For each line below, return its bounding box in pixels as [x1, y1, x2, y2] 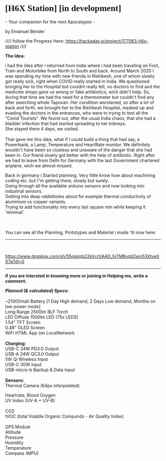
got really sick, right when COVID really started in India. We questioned [5, 78, 150, 84]
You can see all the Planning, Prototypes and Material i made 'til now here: [5, 229, 157, 235]
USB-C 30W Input [5, 361, 42, 367]
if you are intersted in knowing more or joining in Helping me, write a [5, 272, 148, 278]
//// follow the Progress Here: [5, 38, 65, 44]
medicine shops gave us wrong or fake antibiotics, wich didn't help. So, [5, 89, 151, 95]
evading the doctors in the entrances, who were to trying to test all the [5, 110, 148, 116]
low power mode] [5, 303, 41, 309]
